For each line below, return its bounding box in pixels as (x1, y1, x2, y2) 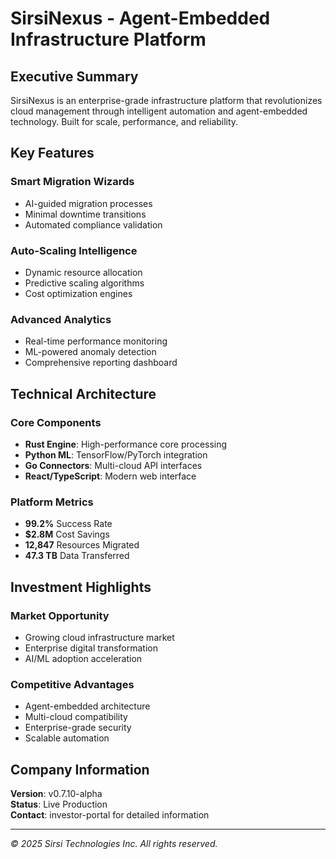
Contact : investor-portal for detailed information (10, 809, 210, 821)
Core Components (10, 415, 102, 429)
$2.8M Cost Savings (24, 528, 110, 541)
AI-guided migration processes (24, 197, 153, 209)
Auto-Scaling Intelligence (10, 243, 138, 257)
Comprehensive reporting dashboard (24, 357, 178, 369)
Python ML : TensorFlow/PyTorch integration (24, 448, 208, 461)
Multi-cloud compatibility (24, 711, 128, 723)
